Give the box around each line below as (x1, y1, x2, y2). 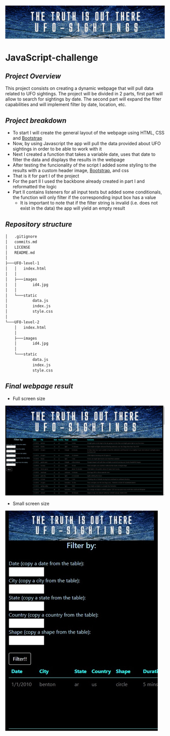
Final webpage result (5, 382, 73, 391)
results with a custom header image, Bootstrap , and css (12, 168, 129, 174)
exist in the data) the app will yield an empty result (20, 205, 125, 211)
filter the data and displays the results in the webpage (12, 157, 125, 163)
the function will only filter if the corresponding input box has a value (12, 194, 156, 200)
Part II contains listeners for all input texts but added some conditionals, (12, 189, 162, 195)
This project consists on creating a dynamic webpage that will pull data (5, 85, 153, 91)
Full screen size (12, 395, 46, 402)
